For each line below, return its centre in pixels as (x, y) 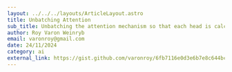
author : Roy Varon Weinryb (46, 33)
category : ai (26, 52)
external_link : (29, 58)
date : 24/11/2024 (32, 45)
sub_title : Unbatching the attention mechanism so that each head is (109, 26)
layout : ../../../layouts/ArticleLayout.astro (75, 13)
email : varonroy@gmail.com (46, 39)
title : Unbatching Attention (49, 20)
